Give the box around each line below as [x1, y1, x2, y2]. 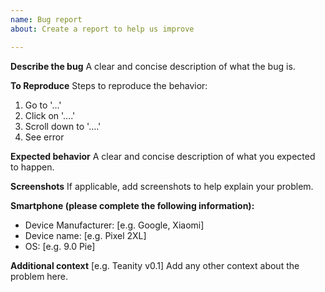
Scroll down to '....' [24, 120, 102, 132]
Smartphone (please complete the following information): [10, 199, 255, 211]
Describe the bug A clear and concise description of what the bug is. [10, 60, 296, 72]
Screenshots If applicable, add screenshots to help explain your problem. [10, 180, 314, 192]
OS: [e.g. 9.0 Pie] [24, 240, 96, 252]
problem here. [10, 270, 69, 282]
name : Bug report [10, 14, 83, 25]
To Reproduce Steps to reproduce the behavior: [10, 79, 208, 91]
